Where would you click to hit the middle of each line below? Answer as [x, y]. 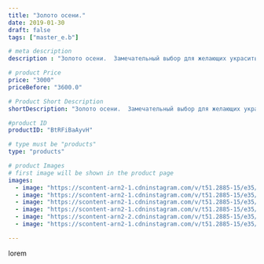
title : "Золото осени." [47, 15]
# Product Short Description [56, 101]
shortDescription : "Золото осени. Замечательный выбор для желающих [125, 109]
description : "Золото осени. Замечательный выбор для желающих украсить [133, 59]
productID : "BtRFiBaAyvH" [50, 130]
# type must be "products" [52, 145]
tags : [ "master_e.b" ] [44, 37]
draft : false [29, 30]
